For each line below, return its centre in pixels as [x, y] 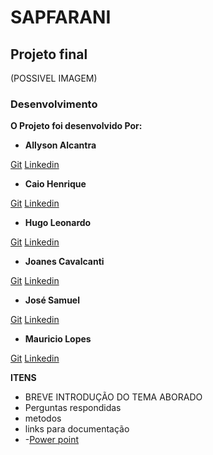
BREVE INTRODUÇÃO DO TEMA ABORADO [113, 397]
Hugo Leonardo [58, 223]
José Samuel [52, 300]
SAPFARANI [61, 17]
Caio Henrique [55, 184]
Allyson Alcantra [60, 145]
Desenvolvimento [54, 104]
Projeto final [49, 54]
